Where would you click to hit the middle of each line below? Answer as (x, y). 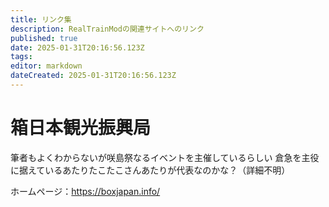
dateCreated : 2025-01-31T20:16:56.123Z (93, 76)
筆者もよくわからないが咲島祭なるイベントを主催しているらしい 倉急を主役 (165, 157)
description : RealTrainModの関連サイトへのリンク (107, 29)
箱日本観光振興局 (81, 128)
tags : (21, 57)
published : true (44, 38)
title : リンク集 (41, 19)
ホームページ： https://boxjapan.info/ (85, 191)
